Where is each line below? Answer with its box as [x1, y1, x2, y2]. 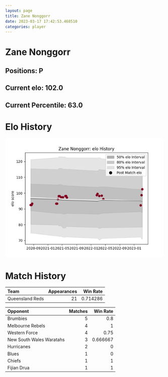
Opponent [7, 308, 29, 314]
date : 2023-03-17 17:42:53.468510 [5, 19, 78, 24]
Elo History [5, 121, 52, 132]
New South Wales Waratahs [7, 337, 65, 343]
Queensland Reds [7, 296, 44, 302]
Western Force [7, 330, 38, 336]
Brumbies [7, 315, 28, 321]
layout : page [5, 8, 33, 13]
